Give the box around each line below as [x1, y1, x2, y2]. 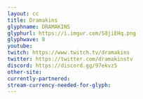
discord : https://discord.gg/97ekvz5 [7, 62, 118, 69]
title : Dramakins [7, 17, 58, 24]
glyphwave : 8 [7, 36, 46, 43]
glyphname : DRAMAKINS [7, 23, 71, 30]
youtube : [7, 43, 33, 49]
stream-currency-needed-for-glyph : [7, 82, 111, 89]
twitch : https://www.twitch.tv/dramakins [7, 49, 130, 56]
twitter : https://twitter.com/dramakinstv [7, 56, 133, 63]
